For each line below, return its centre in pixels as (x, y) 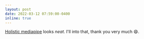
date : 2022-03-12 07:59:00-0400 (37, 14)
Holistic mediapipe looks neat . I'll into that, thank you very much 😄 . (72, 32)
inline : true (18, 18)
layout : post (18, 9)
